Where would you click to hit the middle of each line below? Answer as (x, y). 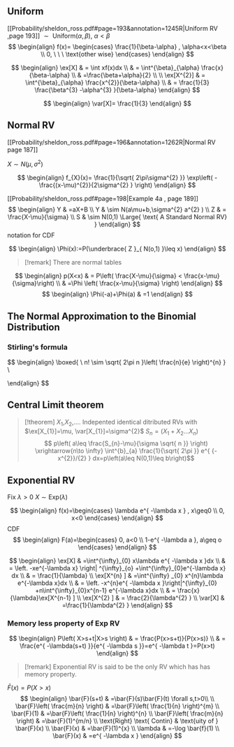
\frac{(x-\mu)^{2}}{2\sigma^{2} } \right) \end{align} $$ (117, 185)
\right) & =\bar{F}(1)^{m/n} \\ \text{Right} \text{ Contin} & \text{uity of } (117, 721)
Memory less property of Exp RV (64, 623)
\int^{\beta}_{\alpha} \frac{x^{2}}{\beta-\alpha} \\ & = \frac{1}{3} (117, 82)
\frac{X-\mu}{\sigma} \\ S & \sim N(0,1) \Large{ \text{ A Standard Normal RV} (117, 217)
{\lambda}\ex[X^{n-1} (41, 598)
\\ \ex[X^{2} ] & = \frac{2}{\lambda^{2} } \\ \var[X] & (151, 598)
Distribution (34, 327)
